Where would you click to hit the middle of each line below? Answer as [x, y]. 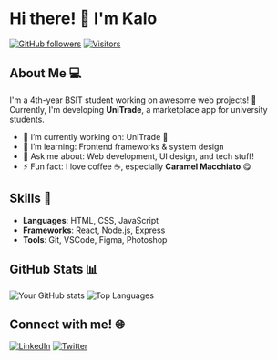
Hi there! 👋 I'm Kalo [83, 19]
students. [27, 119]
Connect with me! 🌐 [67, 324]
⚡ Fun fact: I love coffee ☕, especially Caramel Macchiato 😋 [137, 166]
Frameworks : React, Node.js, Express [94, 230]
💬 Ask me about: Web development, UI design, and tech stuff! [138, 156]
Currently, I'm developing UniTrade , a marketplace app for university [138, 109]
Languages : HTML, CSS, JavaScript [91, 220]
